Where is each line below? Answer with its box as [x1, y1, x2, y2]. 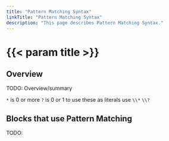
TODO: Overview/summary [6, 84, 73, 92]
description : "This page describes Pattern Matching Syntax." [6, 20, 164, 26]
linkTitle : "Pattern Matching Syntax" [6, 14, 102, 20]
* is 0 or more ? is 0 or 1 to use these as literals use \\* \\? [6, 96, 150, 104]
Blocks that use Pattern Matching [6, 114, 133, 124]
